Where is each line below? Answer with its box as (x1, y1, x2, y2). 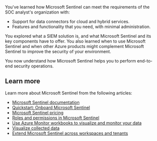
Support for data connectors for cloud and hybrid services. (12, 19, 129, 24)
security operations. (14, 63, 54, 69)
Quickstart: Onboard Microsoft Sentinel (12, 104, 90, 110)
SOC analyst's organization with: (5, 9, 70, 15)
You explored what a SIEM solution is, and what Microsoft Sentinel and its (5, 33, 151, 39)
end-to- (137, 58, 153, 63)
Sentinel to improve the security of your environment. (5, 48, 111, 54)
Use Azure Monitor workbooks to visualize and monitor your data (12, 120, 142, 125)
